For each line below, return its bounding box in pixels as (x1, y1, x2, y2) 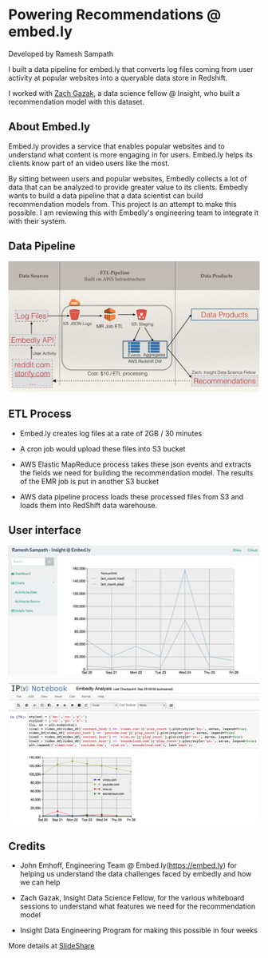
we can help (19, 877, 61, 888)
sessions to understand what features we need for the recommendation (19, 901, 256, 912)
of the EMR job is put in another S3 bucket (19, 476, 160, 486)
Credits (8, 839, 46, 853)
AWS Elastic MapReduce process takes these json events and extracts (19, 459, 252, 469)
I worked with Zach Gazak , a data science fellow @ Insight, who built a (8, 88, 241, 97)
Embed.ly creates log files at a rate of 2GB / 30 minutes (19, 428, 203, 438)
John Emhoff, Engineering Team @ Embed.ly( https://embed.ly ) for (19, 861, 238, 870)
